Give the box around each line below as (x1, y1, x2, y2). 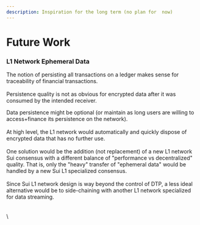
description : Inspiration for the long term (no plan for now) (6, 9, 173, 15)
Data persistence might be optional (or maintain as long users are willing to (6, 109, 195, 116)
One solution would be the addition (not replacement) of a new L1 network (6, 148, 193, 155)
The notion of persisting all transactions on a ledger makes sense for (6, 71, 179, 78)
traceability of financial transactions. (6, 78, 98, 85)
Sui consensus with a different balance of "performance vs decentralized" (6, 154, 193, 162)
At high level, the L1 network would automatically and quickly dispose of (6, 128, 187, 136)
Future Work (6, 35, 71, 49)
